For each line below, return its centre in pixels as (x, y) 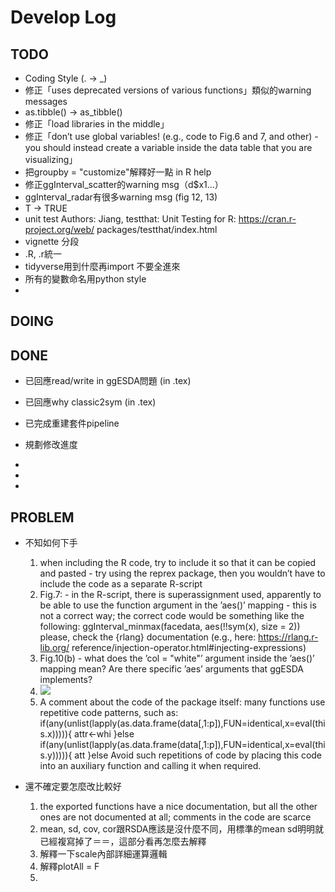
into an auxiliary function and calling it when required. (150, 766)
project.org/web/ (59, 229)
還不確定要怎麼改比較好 (73, 787)
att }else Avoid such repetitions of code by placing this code (198, 755)
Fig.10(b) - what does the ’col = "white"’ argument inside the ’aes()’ (177, 658)
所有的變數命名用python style (85, 279)
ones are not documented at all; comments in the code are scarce (175, 817)
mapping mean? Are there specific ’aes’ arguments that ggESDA (171, 669)
